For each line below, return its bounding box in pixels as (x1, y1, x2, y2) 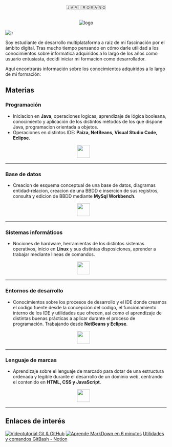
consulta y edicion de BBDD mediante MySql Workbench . (12, 193, 136, 199)
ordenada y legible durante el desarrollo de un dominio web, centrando (12, 373, 163, 379)
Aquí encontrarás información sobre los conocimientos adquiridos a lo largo (5, 66, 165, 72)
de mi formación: (5, 71, 41, 77)
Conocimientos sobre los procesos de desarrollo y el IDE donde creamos (12, 299, 167, 305)
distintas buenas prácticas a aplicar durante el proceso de (12, 315, 136, 321)
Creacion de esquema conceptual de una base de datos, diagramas (12, 182, 156, 188)
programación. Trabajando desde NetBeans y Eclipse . (12, 321, 128, 327)
